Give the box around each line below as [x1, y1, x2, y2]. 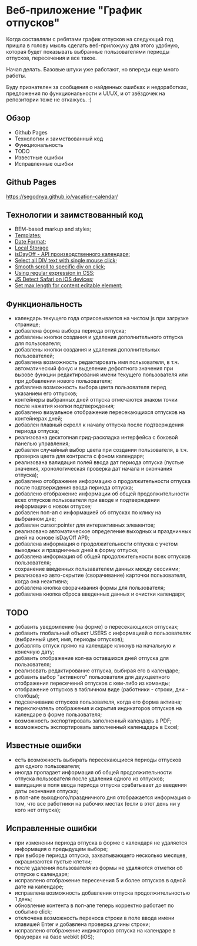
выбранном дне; [14, 515, 56, 523]
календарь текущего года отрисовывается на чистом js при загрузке [14, 315, 189, 322]
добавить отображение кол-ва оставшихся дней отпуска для [14, 655, 169, 661]
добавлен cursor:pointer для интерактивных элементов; [14, 521, 155, 528]
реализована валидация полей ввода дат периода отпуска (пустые [14, 459, 184, 466]
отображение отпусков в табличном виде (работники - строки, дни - [14, 686, 189, 693]
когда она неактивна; [14, 578, 69, 585]
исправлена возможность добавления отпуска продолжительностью [14, 889, 190, 896]
